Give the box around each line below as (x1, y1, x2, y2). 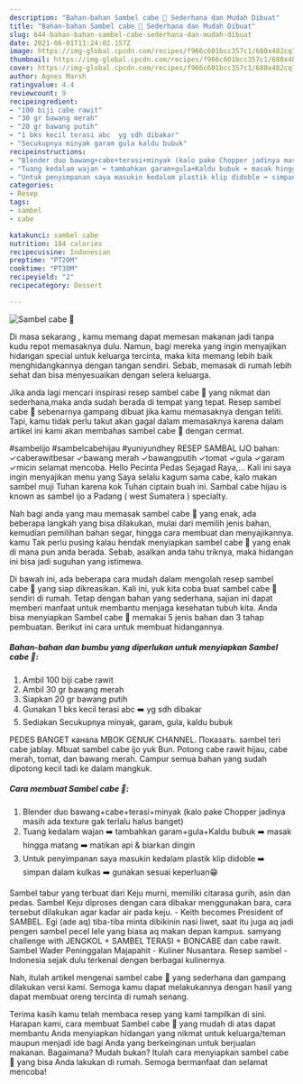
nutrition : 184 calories (9, 239, 103, 248)
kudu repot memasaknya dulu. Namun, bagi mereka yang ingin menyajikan (9, 340, 287, 352)
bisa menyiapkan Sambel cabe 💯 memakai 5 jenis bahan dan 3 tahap (9, 611, 264, 622)
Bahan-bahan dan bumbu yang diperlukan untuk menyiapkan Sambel (9, 642, 279, 653)
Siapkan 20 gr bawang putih (22, 694, 128, 704)
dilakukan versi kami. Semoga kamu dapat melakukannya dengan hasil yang (9, 981, 293, 992)
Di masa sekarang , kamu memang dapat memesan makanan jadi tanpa (9, 331, 275, 342)
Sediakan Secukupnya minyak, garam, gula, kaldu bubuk (22, 716, 234, 727)
